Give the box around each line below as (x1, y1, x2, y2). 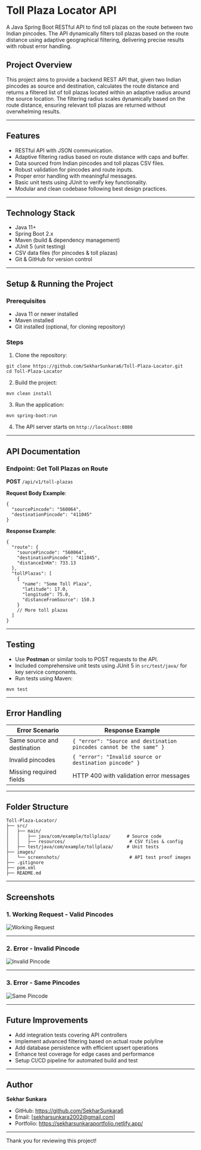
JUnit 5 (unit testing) (14, 243, 66, 250)
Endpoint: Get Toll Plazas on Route (6, 464, 108, 473)
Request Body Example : (6, 490, 67, 497)
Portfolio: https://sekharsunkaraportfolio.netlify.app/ (14, 1120, 144, 1127)
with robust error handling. (6, 43, 72, 50)
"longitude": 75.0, (22, 591, 71, 597)
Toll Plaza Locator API (6, 4, 117, 17)
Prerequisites (6, 296, 46, 305)
